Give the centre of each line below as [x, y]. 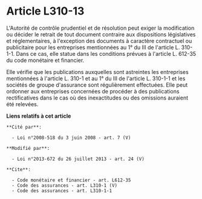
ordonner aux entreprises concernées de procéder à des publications [93, 91]
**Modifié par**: [28, 148]
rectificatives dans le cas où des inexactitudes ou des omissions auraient [97, 98]
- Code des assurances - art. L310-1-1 [62, 191]
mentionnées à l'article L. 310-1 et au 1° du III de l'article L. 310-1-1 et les [96, 78]
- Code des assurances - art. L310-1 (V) [65, 185]
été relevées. [22, 104]
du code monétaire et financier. [45, 60]
